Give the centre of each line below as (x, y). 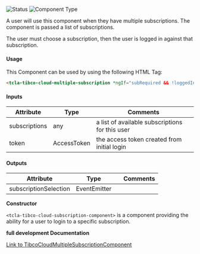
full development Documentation (48, 233)
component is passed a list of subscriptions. (60, 27)
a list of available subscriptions (139, 123)
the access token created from (139, 139)
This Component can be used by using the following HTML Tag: (84, 72)
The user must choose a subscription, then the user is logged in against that (100, 39)
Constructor (22, 204)
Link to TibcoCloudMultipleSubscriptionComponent (69, 244)
